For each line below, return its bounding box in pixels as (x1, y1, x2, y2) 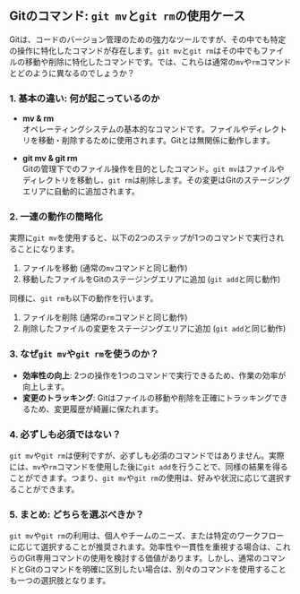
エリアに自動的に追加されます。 (21, 186, 141, 197)
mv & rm (21, 113, 55, 124)
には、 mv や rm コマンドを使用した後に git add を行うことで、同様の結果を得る (9, 461, 288, 472)
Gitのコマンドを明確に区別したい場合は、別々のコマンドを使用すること (24, 564, 287, 575)
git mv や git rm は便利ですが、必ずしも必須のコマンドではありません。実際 (9, 451, 285, 461)
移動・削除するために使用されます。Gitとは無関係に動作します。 (38, 135, 275, 146)
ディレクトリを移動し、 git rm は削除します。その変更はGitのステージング (21, 175, 291, 185)
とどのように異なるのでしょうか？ (9, 67, 135, 78)
